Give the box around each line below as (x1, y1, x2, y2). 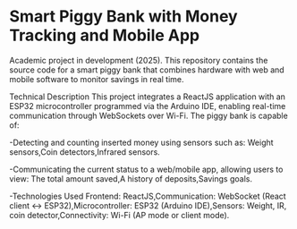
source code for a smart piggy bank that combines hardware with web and (9, 64, 284, 75)
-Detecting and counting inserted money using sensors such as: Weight (9, 137, 275, 148)
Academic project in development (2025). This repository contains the (9, 55, 268, 65)
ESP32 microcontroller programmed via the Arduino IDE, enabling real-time (9, 100, 286, 111)
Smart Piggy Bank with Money (9, 6, 239, 27)
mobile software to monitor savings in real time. (9, 73, 185, 84)
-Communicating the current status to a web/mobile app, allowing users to (9, 164, 284, 174)
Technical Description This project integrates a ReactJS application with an (9, 91, 286, 102)
